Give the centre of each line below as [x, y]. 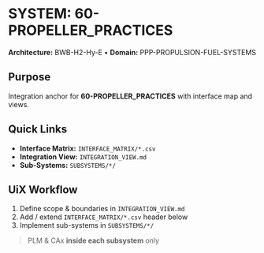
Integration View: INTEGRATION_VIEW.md [83, 156]
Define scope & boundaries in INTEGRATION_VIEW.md [102, 209]
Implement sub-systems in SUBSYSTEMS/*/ [87, 225]
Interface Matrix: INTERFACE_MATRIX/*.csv [87, 148]
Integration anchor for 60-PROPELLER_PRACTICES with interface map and [130, 96]
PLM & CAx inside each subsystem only [93, 240]
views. [19, 104]
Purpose [30, 77]
